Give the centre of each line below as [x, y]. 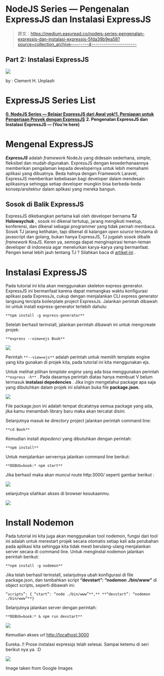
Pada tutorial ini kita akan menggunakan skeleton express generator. [75, 286]
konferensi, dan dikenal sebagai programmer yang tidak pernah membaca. [81, 227]
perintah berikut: [22, 557]
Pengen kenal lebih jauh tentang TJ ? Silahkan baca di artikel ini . [71, 253]
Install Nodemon [40, 523]
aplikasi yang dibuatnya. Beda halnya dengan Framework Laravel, [72, 173]
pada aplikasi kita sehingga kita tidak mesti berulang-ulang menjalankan [78, 546]
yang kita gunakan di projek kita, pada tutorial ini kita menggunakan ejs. [78, 362]
